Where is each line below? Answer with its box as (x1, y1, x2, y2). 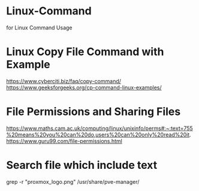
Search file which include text (6, 159, 158, 172)
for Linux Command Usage (6, 24, 73, 31)
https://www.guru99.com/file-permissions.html (6, 137, 123, 144)
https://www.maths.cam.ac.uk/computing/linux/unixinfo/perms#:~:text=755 (6, 125, 193, 132)
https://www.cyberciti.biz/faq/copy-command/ (6, 77, 122, 84)
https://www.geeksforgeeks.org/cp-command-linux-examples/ (6, 84, 162, 91)
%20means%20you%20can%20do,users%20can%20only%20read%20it (6, 131, 190, 138)
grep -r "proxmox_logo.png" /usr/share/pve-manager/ (6, 178, 140, 185)
